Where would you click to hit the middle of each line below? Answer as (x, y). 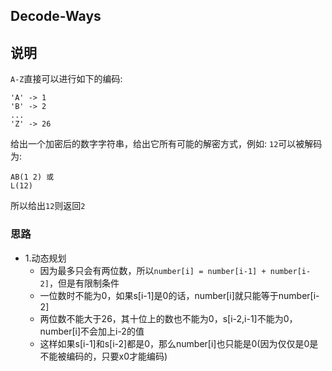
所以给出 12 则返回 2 (48, 206)
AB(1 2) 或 (32, 177)
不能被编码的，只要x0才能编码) (103, 356)
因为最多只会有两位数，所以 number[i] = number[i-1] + (153, 270)
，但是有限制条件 (84, 283)
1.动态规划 (45, 258)
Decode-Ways (56, 16)
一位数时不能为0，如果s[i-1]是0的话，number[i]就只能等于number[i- (179, 295)
